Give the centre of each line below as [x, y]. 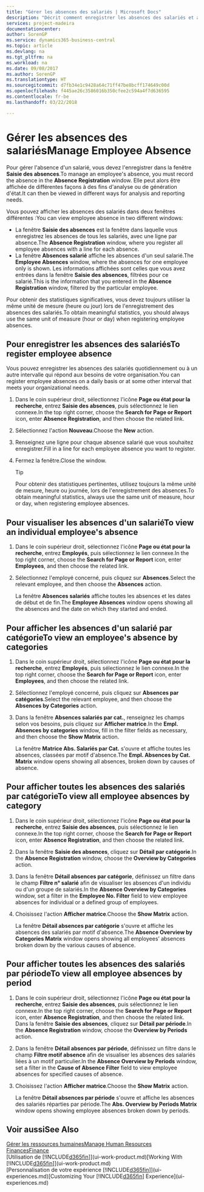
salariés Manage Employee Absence [99, 150]
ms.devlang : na [25, 52]
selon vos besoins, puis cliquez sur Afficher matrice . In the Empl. [97, 724]
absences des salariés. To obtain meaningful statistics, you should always [98, 312]
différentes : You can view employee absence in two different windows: [95, 218]
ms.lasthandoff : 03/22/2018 [42, 102]
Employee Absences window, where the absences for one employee [101, 262]
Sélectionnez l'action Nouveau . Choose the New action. [84, 431]
